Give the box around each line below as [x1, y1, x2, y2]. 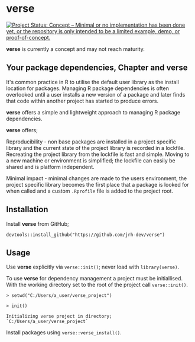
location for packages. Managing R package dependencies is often [6, 85, 170, 92]
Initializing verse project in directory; [6, 314, 112, 319]
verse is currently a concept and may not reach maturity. [6, 45, 145, 52]
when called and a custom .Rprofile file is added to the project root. [6, 187, 173, 194]
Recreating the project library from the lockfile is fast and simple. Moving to [6, 151, 190, 158]
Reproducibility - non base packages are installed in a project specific [6, 138, 176, 145]
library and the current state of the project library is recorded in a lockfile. [6, 144, 185, 151]
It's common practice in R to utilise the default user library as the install [6, 78, 179, 85]
